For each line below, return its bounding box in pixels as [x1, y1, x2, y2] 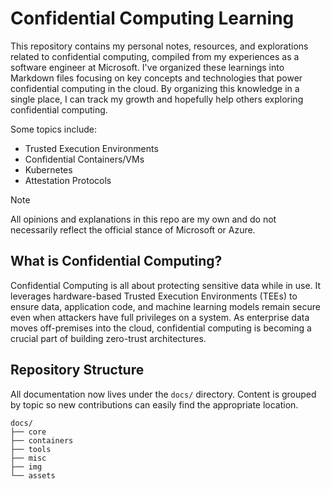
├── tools [10, 444, 52, 454]
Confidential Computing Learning [10, 7, 295, 30]
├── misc [10, 453, 47, 463]
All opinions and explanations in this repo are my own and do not [10, 213, 277, 225]
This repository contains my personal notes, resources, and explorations [10, 40, 309, 52]
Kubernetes [24, 163, 73, 176]
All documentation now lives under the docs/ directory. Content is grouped [10, 388, 317, 400]
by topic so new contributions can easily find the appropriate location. [10, 398, 299, 411]
